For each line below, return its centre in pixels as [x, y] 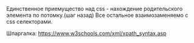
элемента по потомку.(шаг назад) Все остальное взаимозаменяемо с [97, 15]
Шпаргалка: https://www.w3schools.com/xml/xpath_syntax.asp [86, 33]
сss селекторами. [29, 21]
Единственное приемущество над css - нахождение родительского [95, 9]
